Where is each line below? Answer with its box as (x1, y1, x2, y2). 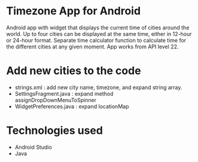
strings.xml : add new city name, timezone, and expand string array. (14, 84, 182, 91)
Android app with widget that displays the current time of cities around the (6, 24, 190, 31)
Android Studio (14, 143, 52, 151)
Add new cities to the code (6, 64, 142, 78)
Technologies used (6, 124, 103, 137)
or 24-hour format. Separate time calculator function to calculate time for (6, 36, 187, 44)
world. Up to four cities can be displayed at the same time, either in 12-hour (6, 30, 192, 37)
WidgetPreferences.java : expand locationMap (14, 103, 129, 110)
